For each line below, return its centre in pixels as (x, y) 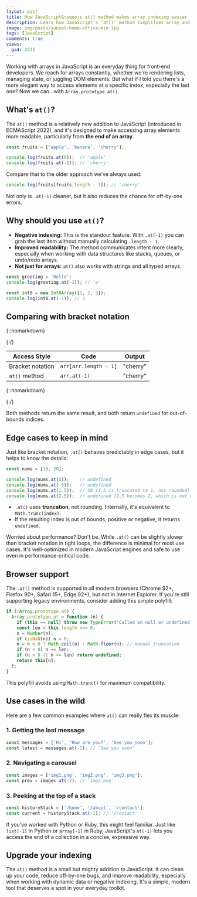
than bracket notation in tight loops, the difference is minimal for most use (95, 543)
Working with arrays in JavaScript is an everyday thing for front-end (88, 66)
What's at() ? (31, 110)
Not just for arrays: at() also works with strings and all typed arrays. (98, 266)
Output (135, 356)
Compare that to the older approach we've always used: (74, 174)
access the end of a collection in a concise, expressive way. (79, 837)
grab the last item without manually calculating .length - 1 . (87, 241)
